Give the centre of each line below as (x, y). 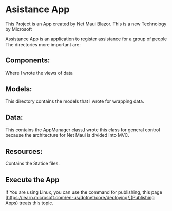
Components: (28, 61)
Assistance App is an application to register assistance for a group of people (86, 39)
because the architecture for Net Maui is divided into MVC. (68, 135)
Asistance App (37, 9)
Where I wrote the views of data (39, 73)
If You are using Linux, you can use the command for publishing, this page (84, 192)
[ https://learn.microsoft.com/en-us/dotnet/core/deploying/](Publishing (80, 197)
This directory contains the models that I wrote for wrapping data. (75, 101)
